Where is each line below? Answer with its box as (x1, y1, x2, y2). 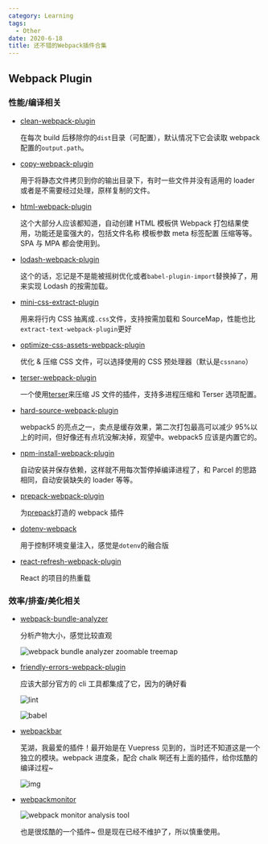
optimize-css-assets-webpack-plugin (19, 340, 146, 350)
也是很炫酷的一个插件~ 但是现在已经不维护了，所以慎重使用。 (19, 827, 225, 837)
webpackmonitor (19, 795, 76, 805)
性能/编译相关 (8, 97, 62, 109)
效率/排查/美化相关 (8, 595, 81, 606)
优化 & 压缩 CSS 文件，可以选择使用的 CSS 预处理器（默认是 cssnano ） (19, 356, 253, 366)
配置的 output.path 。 (19, 143, 89, 152)
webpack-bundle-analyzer (19, 614, 109, 624)
